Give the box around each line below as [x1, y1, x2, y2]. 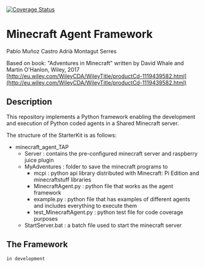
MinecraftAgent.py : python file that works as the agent [33, 182, 174, 190]
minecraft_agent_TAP [15, 143, 69, 150]
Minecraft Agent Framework [6, 28, 153, 41]
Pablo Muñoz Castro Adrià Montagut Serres [6, 47, 117, 55]
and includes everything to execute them [33, 202, 137, 209]
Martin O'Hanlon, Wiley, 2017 [6, 66, 80, 73]
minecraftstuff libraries [33, 175, 91, 183]
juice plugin [24, 156, 54, 164]
